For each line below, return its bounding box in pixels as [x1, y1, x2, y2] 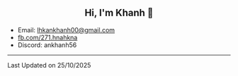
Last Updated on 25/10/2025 [7, 61, 91, 69]
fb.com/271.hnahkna [17, 33, 78, 42]
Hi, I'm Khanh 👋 [84, 7, 154, 19]
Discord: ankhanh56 [17, 40, 77, 49]
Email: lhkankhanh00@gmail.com [17, 25, 115, 34]
